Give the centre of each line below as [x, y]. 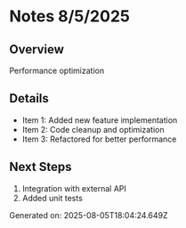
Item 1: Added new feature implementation [100, 120]
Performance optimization [57, 70]
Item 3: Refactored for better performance [99, 139]
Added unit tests [52, 198]
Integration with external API [74, 188]
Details [29, 98]
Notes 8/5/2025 [70, 16]
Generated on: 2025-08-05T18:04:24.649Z [89, 215]
